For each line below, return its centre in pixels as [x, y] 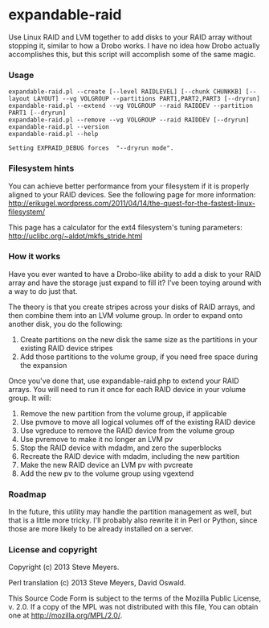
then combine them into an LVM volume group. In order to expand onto [126, 315]
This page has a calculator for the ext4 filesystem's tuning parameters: [125, 227]
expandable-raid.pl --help [53, 134]
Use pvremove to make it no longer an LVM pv [96, 439]
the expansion [43, 365]
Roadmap [27, 494]
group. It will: [30, 398]
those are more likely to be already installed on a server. [101, 529]
